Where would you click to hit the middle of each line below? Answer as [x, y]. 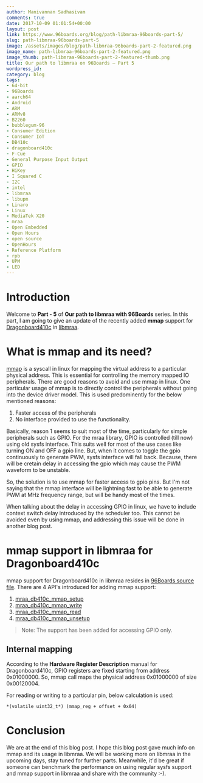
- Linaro [17, 205]
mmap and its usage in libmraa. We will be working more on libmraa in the [99, 754]
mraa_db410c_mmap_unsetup [52, 618]
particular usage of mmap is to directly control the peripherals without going [102, 388]
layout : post [23, 29]
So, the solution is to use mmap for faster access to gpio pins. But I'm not [98, 482]
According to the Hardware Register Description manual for [82, 664]
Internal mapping [40, 649]
